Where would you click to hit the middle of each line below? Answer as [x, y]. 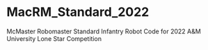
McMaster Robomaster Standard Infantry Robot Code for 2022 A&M [104, 31]
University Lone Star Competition [54, 38]
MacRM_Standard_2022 [78, 12]
